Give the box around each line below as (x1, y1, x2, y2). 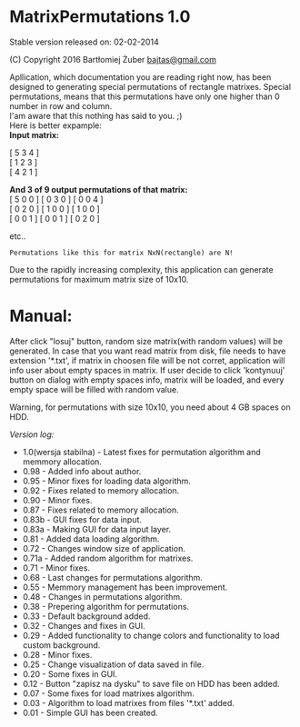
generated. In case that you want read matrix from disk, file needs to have (9, 345, 286, 356)
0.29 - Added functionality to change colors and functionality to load (22, 630, 280, 641)
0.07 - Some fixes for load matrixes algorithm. (22, 688, 195, 699)
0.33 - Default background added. (22, 611, 151, 622)
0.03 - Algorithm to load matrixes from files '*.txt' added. (22, 697, 235, 708)
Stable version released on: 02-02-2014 (9, 36, 159, 47)
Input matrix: (9, 129, 60, 140)
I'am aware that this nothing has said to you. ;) (9, 110, 183, 121)
